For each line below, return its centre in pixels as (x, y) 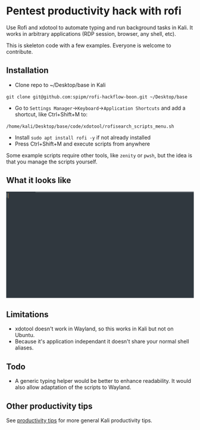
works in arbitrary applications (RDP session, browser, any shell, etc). (91, 33)
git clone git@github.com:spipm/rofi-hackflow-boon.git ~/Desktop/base (97, 97)
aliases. (24, 348)
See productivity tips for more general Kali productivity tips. (79, 420)
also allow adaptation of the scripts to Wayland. (73, 387)
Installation (27, 71)
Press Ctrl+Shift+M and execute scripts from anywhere (82, 144)
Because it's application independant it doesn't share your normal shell (102, 342)
